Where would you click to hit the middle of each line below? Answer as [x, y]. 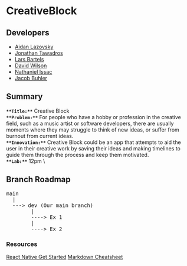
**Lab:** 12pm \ [26, 161]
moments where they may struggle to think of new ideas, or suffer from [93, 129]
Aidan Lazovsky [34, 47]
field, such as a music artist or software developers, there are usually [90, 123]
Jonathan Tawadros [39, 53]
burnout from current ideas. [40, 136]
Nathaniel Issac [33, 72]
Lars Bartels [29, 59]
